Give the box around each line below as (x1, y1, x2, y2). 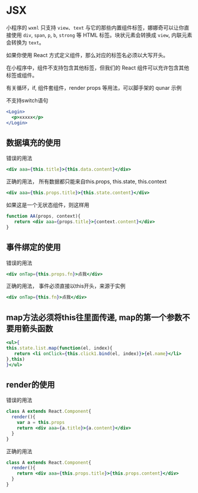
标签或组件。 (6, 71, 37, 78)
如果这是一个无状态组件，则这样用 (6, 202, 90, 209)
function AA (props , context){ (6, 213, 81, 219)
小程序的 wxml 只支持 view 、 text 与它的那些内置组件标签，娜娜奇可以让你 (6, 24, 184, 31)
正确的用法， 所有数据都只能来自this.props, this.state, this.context (6, 178, 167, 185)
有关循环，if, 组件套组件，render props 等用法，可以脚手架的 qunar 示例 (6, 84, 182, 91)
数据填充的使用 (6, 137, 61, 147)
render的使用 (6, 379, 55, 390)
